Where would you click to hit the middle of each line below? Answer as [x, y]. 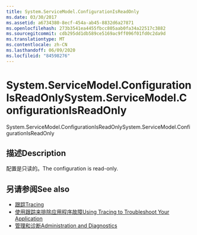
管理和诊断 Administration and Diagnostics [66, 226]
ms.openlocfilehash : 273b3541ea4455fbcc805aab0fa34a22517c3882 [86, 28]
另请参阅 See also [38, 189]
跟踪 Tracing [29, 205]
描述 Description [36, 153]
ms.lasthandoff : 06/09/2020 [41, 50]
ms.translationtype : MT [36, 39]
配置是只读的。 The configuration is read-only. [62, 169]
